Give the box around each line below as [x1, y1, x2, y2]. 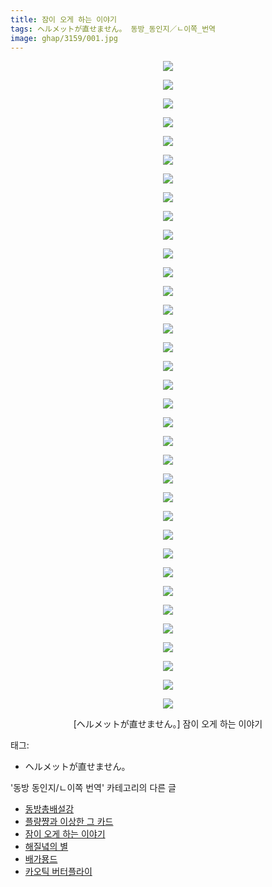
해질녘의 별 [24, 841, 69, 853]
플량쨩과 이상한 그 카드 [24, 816, 114, 828]
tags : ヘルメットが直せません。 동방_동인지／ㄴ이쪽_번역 [10, 24, 217, 34]
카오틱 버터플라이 [24, 866, 93, 878]
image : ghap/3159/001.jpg [10, 33, 118, 43]
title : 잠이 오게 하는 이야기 [10, 14, 118, 25]
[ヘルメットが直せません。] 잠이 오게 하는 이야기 [73, 718, 263, 730]
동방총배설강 [24, 803, 75, 815]
